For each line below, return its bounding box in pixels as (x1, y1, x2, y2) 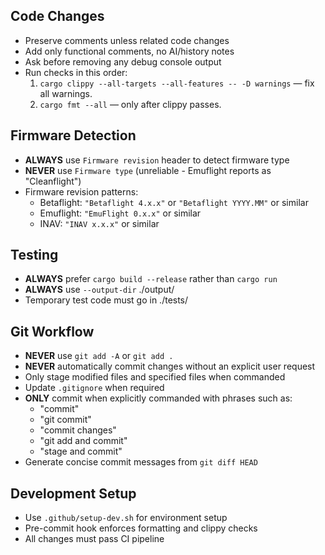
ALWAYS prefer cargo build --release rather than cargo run (24, 273, 278, 285)
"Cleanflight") (24, 175, 82, 187)
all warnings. (39, 87, 93, 99)
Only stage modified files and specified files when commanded (24, 371, 286, 383)
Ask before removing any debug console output (24, 55, 222, 68)
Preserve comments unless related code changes (24, 34, 230, 46)
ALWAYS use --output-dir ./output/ (24, 284, 175, 296)
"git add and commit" (39, 435, 128, 447)
